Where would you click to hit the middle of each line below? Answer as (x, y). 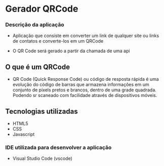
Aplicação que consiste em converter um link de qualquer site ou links (86, 36)
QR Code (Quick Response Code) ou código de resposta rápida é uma (86, 79)
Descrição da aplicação (35, 25)
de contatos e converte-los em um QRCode (58, 41)
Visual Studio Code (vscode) (42, 158)
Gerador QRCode (42, 9)
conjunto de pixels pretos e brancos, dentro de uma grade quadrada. (85, 90)
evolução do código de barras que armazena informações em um (81, 85)
